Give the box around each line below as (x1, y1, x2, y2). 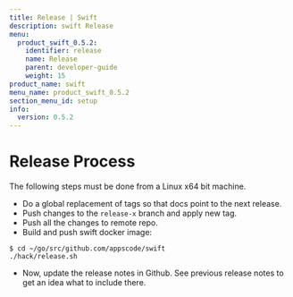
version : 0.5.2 (17, 113, 74, 122)
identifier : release (25, 47, 102, 55)
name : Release (25, 55, 78, 64)
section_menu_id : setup (9, 96, 98, 106)
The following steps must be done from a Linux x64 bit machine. (9, 181, 247, 192)
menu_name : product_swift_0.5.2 (9, 88, 130, 97)
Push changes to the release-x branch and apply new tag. (21, 208, 238, 219)
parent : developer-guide (25, 64, 118, 72)
